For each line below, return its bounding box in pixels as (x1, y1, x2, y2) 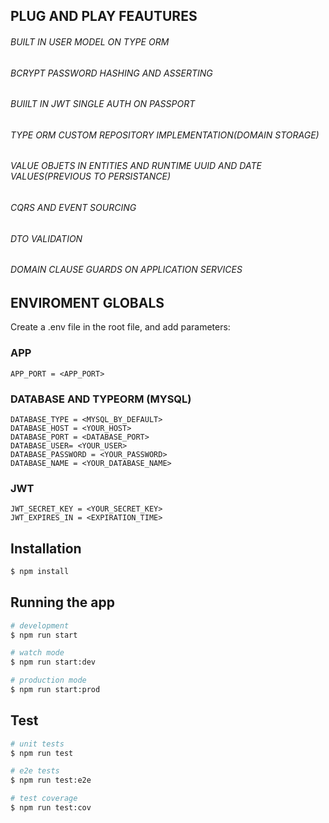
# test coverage (10, 794, 78, 804)
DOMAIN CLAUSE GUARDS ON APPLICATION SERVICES (10, 264, 243, 276)
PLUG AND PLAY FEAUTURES (10, 8, 198, 25)
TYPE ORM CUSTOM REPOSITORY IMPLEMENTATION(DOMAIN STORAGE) (10, 129, 320, 141)
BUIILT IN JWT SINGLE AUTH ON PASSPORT (10, 98, 196, 110)
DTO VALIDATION (10, 232, 83, 244)
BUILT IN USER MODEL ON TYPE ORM (10, 35, 170, 48)
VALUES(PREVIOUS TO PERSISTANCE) (10, 170, 172, 183)
